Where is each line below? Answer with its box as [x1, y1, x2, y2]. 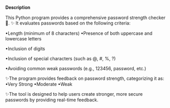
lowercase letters [5, 36, 42, 41]
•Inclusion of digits [5, 46, 45, 52]
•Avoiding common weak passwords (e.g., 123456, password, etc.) [5, 66, 147, 71]
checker [148, 15, 166, 20]
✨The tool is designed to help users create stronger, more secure [5, 91, 143, 97]
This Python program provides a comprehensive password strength [5, 15, 148, 20]
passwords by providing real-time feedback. [5, 97, 99, 103]
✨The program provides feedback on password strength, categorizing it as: [5, 75, 164, 81]
